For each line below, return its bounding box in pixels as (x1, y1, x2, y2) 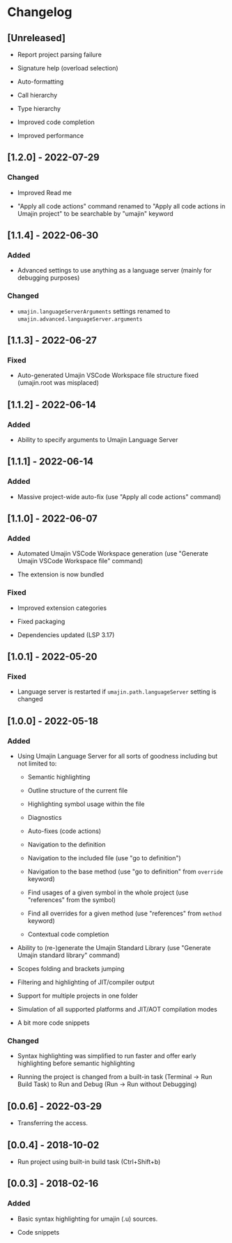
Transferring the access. (17, 1119, 88, 1127)
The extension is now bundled (17, 570, 105, 579)
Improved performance (17, 132, 84, 139)
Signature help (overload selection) (17, 64, 118, 72)
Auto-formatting (17, 77, 64, 86)
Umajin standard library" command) (17, 951, 121, 959)
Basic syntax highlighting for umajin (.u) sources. (17, 1214, 158, 1223)
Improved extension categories (17, 604, 107, 612)
